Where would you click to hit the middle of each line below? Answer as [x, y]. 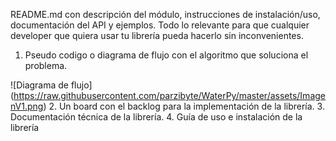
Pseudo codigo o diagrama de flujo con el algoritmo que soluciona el [166, 55]
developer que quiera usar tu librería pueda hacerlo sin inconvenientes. [157, 35]
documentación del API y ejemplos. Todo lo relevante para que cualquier [160, 25]
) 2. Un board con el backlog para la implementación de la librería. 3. [184, 106]
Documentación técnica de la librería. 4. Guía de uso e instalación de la [156, 117]
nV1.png [27, 106]
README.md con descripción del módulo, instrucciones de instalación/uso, [165, 14]
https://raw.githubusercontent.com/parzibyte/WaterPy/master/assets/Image [169, 95]
